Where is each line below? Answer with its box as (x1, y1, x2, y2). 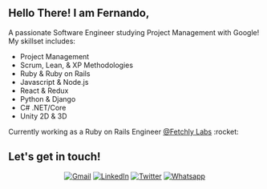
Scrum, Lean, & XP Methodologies (19, 60, 134, 70)
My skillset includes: (8, 36, 76, 46)
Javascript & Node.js (19, 77, 89, 86)
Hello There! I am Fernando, (8, 6, 150, 20)
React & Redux (19, 86, 69, 95)
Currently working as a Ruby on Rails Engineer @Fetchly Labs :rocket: (8, 127, 239, 136)
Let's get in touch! (8, 150, 101, 163)
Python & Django (19, 94, 76, 103)
